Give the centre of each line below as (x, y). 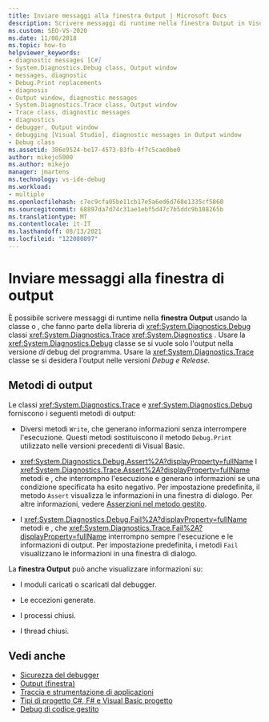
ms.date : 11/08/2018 (43, 38)
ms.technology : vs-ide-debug (57, 180)
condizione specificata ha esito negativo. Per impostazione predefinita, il (140, 487)
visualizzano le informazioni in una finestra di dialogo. (108, 553)
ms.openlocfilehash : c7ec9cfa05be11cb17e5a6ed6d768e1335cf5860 (116, 202)
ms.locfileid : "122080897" (53, 239)
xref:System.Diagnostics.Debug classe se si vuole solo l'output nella (121, 343)
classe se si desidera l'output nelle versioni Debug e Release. (109, 360)
